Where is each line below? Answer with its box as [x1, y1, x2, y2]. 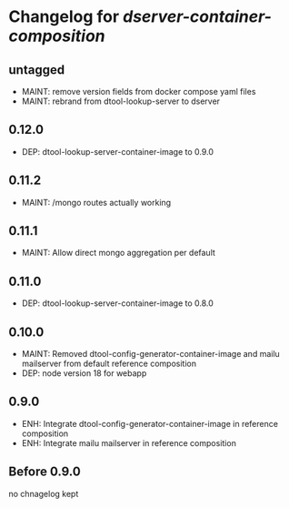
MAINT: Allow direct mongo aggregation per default [21, 248, 215, 259]
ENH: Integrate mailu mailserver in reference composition [21, 437, 237, 448]
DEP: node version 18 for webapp [21, 368, 147, 379]
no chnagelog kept [8, 488, 79, 499]
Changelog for [8, 6, 120, 27]
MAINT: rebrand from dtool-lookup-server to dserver [21, 96, 220, 107]
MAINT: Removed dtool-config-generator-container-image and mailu [21, 349, 281, 360]
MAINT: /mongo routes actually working [21, 197, 172, 208]
